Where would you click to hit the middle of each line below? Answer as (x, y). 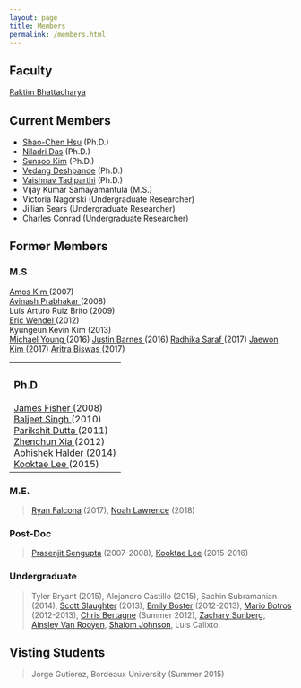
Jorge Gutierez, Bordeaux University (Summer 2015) (128, 675)
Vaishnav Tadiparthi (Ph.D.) (73, 180)
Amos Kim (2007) (42, 292)
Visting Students (57, 653)
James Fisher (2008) (59, 407)
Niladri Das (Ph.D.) (56, 152)
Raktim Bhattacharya (48, 92)
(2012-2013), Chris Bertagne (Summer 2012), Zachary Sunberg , (148, 614)
